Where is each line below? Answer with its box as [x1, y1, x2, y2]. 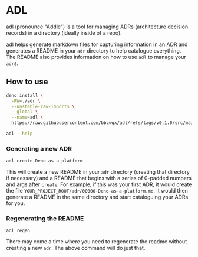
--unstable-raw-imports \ [11, 103, 75, 109]
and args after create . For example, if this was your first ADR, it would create [6, 181, 192, 188]
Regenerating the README [6, 214, 84, 223]
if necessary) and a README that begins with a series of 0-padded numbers [6, 175, 192, 182]
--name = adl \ [11, 115, 44, 121]
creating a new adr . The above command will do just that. [6, 245, 146, 252]
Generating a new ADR [6, 144, 72, 152]
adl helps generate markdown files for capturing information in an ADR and [6, 41, 188, 48]
